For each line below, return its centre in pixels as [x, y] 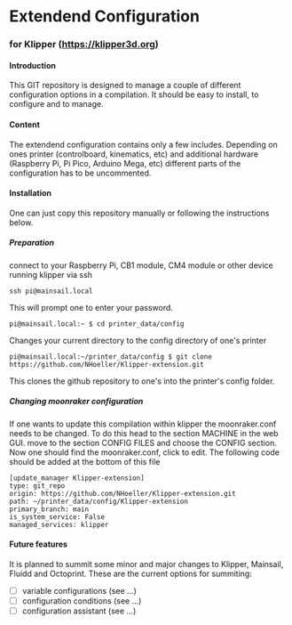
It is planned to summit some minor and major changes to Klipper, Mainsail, [146, 564]
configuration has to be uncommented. [80, 173]
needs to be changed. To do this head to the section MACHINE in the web [144, 433]
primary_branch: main [49, 509]
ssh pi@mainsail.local [51, 291]
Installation [30, 193]
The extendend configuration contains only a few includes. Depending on [143, 144]
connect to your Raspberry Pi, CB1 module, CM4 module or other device [141, 265]
